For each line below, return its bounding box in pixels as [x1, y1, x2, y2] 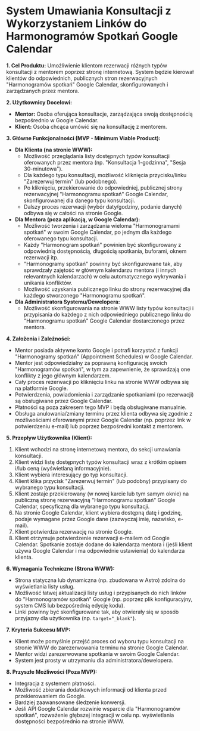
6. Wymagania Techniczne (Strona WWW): [6, 565, 115, 572]
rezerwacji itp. [23, 253, 59, 261]
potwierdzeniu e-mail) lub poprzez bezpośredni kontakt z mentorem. [14, 422, 183, 430]
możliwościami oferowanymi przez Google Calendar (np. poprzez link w [14, 416, 191, 423]
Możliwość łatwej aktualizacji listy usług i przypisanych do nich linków [14, 589, 186, 596]
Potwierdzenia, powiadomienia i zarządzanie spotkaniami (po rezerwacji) [14, 391, 194, 398]
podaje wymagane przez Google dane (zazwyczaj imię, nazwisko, [14, 515, 177, 522]
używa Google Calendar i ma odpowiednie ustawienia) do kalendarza [14, 547, 185, 554]
